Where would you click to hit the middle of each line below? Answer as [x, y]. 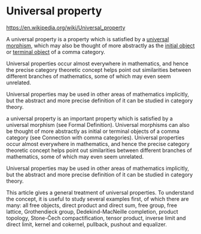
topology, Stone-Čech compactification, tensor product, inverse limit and [96, 218]
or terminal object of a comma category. [56, 51]
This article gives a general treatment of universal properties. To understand [100, 192]
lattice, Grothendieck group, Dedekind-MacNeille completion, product [92, 211]
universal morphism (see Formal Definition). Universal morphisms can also [98, 124]
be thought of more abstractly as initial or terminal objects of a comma [93, 131]
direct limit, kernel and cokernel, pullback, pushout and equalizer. [87, 224]
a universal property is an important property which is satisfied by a [90, 118]
